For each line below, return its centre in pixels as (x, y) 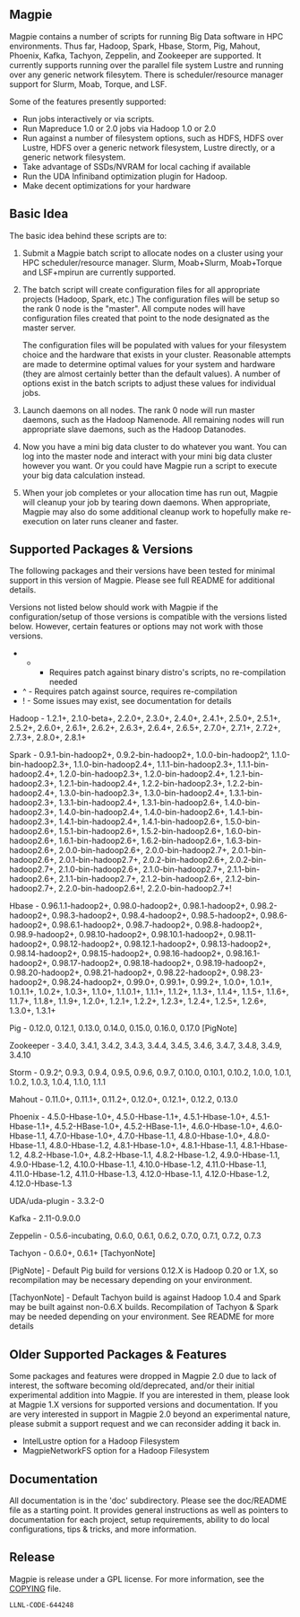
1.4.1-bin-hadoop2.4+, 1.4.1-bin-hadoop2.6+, (141, 822)
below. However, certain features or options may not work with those (137, 627)
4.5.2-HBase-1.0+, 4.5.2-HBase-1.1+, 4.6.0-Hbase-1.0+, (156, 1127)
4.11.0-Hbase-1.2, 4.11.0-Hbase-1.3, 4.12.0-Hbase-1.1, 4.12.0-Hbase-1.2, (140, 1174)
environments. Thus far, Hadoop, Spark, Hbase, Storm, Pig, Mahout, (135, 46)
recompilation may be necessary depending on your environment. (131, 1280)
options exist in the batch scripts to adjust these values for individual (149, 383)
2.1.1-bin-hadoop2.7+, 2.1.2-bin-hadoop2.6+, (141, 879)
